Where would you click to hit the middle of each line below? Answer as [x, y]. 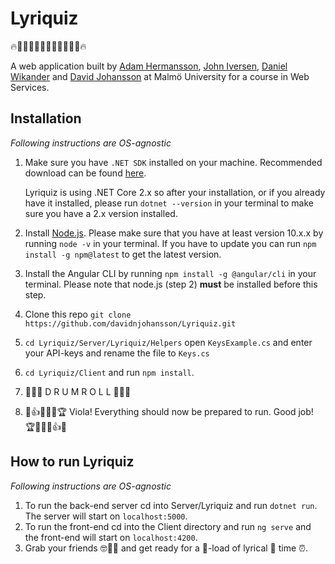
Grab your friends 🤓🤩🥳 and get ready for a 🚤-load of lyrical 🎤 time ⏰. [166, 548]
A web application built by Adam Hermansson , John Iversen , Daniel [149, 66]
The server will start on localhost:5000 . [106, 516]
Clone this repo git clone [78, 314]
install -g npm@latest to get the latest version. [123, 254]
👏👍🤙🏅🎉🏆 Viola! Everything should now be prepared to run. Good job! [169, 411]
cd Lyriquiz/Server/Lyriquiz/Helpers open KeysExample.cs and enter [168, 342]
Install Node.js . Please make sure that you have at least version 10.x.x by [174, 233]
